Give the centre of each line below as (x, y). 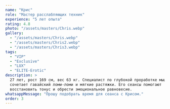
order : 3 (14, 98)
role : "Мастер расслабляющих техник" (45, 15)
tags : (11, 52)
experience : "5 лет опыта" (34, 19)
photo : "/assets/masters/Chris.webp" (45, 29)
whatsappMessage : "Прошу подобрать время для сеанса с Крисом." (74, 94)
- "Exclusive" (25, 61)
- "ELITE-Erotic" (28, 71)
